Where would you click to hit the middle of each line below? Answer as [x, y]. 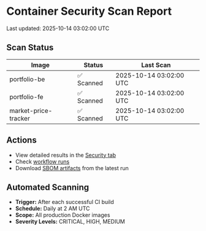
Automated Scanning [48, 187]
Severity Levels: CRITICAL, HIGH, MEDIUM [70, 222]
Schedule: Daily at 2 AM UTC [52, 209]
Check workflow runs [42, 162]
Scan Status [30, 48]
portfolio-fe [27, 96]
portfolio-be [27, 79]
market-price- [31, 111]
